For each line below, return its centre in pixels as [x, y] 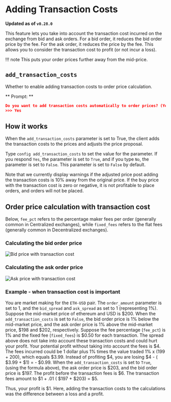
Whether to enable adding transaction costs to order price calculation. [79, 86]
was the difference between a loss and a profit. [55, 394]
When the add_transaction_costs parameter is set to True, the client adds [82, 139]
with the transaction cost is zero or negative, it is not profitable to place [80, 185]
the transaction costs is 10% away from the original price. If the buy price [82, 180]
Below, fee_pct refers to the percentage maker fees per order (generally [81, 219]
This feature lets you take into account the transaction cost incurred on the [84, 33]
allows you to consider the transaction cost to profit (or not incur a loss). [81, 49]
